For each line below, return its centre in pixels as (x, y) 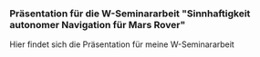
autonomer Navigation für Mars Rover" (98, 24)
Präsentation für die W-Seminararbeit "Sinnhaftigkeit (130, 14)
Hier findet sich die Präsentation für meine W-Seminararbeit (122, 44)
